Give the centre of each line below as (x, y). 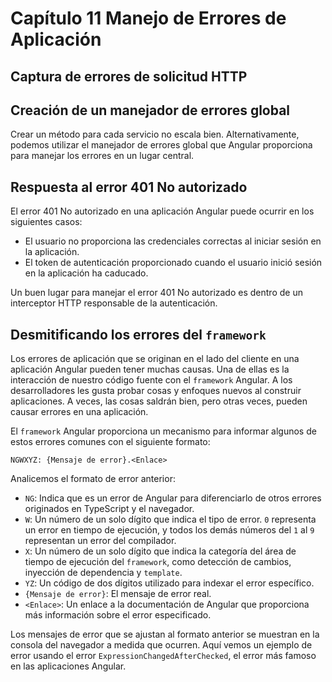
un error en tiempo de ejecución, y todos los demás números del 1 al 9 (169, 530)
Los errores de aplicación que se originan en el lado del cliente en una (155, 359)
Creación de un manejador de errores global (150, 110)
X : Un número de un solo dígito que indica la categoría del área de (160, 551)
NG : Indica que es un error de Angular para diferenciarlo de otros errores (173, 498)
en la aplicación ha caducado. (86, 273)
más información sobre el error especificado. (118, 615)
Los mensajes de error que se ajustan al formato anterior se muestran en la (165, 634)
